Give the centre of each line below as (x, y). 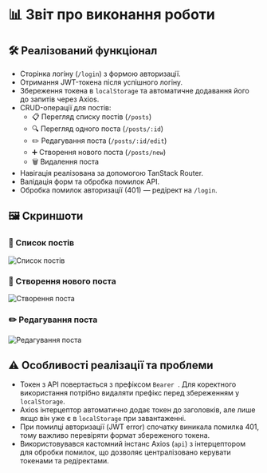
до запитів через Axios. (59, 99)
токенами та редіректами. (64, 461)
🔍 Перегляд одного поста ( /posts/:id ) (98, 129)
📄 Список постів (41, 243)
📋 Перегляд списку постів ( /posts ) (92, 117)
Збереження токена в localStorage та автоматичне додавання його (134, 91)
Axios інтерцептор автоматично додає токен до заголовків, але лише (137, 410)
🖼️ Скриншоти (46, 216)
